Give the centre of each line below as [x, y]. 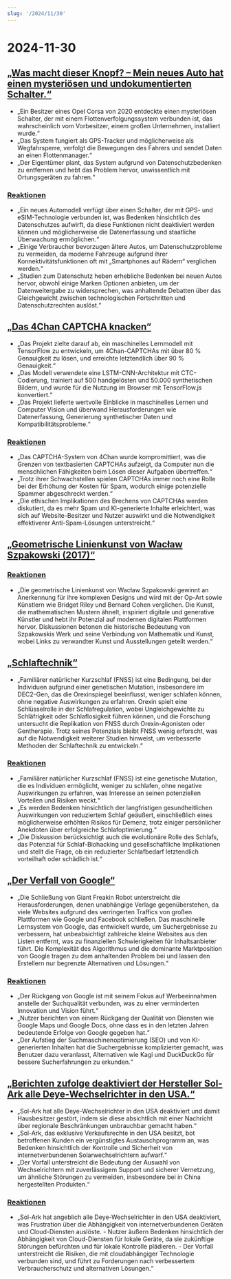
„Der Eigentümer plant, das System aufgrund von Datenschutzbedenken [119, 162]
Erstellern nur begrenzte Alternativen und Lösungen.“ [92, 963]
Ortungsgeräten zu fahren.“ [56, 177]
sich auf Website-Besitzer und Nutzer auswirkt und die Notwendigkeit [116, 516]
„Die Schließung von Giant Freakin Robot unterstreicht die [99, 897]
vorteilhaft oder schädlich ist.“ [60, 858]
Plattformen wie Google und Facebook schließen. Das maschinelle [111, 919]
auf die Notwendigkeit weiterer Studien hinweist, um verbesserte [109, 738]
